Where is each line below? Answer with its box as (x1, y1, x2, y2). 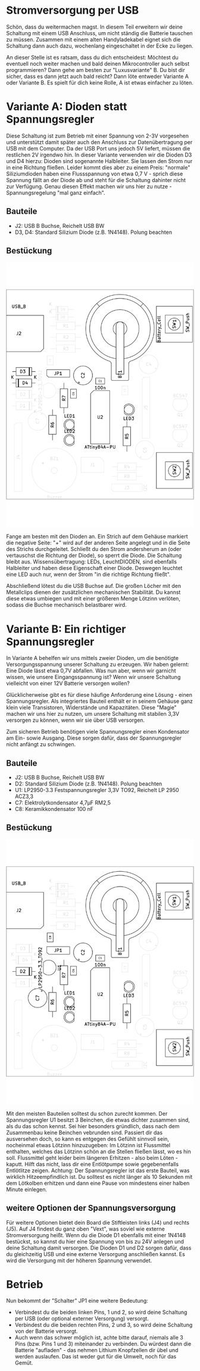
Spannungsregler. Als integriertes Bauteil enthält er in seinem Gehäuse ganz (6, 697, 193, 705)
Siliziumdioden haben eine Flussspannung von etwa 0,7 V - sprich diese (6, 170, 183, 177)
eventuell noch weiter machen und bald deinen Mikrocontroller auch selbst (6, 60, 189, 67)
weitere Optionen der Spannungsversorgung (6, 1203, 176, 1213)
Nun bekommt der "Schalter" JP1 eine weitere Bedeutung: (6, 1297, 149, 1304)
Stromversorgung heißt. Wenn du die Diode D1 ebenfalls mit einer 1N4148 (6, 1231, 186, 1238)
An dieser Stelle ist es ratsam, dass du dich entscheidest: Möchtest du (6, 54, 179, 61)
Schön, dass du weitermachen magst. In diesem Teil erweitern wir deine (6, 23, 183, 30)
